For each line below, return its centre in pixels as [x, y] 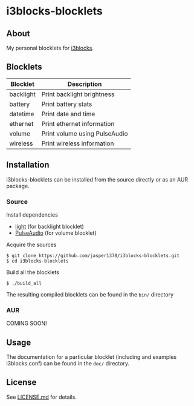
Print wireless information [78, 143]
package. [18, 186]
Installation [28, 165]
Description [85, 84]
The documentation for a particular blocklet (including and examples [92, 357]
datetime [22, 114]
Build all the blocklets [33, 272]
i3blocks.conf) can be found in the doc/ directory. [68, 364]
